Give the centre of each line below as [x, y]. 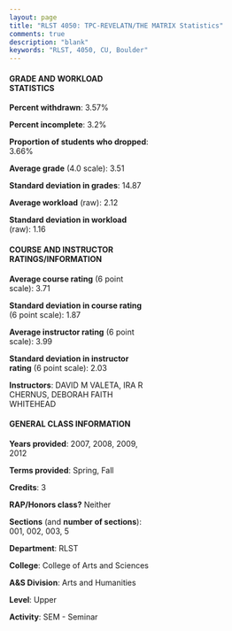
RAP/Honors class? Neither [60, 504]
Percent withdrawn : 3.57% [59, 108]
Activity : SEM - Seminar [54, 617]
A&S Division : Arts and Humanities [73, 582]
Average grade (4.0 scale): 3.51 [67, 168]
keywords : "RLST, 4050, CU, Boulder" [79, 50]
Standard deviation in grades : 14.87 [75, 186]
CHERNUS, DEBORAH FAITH [61, 394]
